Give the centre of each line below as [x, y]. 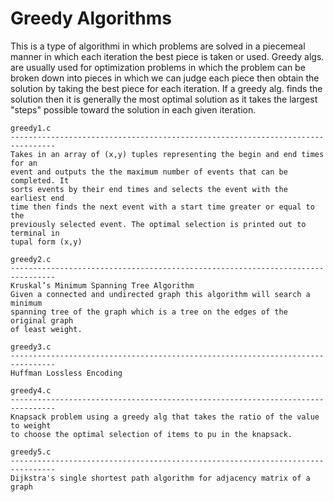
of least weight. [46, 329]
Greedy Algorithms [91, 18]
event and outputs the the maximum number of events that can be [149, 172]
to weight [31, 425]
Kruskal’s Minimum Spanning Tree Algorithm [102, 285]
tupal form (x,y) [46, 242]
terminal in [35, 233]
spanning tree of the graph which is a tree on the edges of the [149, 312]
